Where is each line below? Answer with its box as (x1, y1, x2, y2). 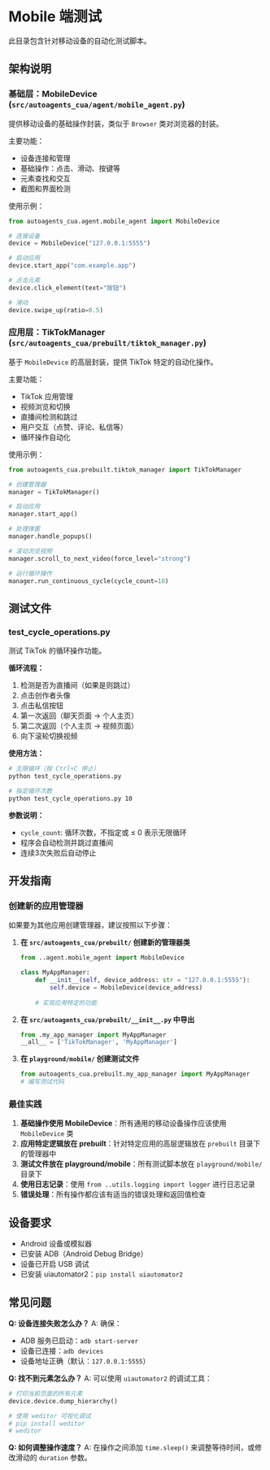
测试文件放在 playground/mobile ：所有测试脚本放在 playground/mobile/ (20, 1159, 263, 1169)
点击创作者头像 (20, 690, 71, 700)
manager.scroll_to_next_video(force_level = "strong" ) (8, 555, 191, 563)
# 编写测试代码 (20, 1078, 65, 1086)
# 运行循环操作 (8, 569, 53, 577)
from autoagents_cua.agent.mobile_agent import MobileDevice (8, 217, 220, 225)
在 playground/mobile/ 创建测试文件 (20, 1054, 140, 1063)
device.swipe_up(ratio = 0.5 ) (8, 306, 104, 314)
